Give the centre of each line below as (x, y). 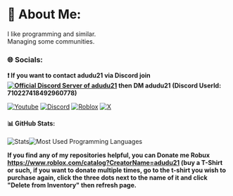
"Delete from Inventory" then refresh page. (72, 185)
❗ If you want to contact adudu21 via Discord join (79, 75)
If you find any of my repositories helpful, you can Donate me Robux (108, 155)
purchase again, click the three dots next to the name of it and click (107, 178)
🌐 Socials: (25, 59)
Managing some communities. (51, 41)
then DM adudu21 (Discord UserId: (170, 86)
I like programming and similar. (52, 34)
